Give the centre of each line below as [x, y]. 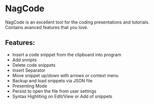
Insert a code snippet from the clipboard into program [67, 54]
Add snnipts [24, 60]
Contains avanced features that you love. [47, 27]
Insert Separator [29, 70]
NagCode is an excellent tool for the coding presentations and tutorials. [77, 22]
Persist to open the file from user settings [54, 91]
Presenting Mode [30, 86]
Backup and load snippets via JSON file [52, 80]
